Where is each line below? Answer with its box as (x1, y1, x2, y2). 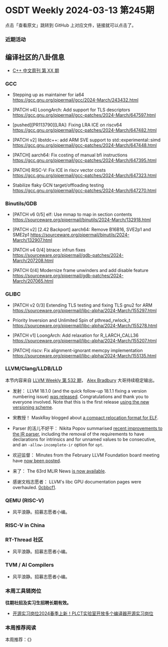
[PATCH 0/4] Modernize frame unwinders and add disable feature (12, 267, 149, 273)
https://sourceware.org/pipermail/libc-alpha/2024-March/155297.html (12, 307, 157, 313)
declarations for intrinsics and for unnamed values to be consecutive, (12, 436, 156, 442)
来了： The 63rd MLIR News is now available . (12, 468, 106, 474)
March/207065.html (12, 278, 54, 284)
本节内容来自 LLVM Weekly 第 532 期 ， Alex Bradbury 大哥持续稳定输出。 (5, 377, 157, 383)
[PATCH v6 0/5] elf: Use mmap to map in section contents (12, 212, 132, 218)
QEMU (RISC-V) (5, 497, 44, 504)
